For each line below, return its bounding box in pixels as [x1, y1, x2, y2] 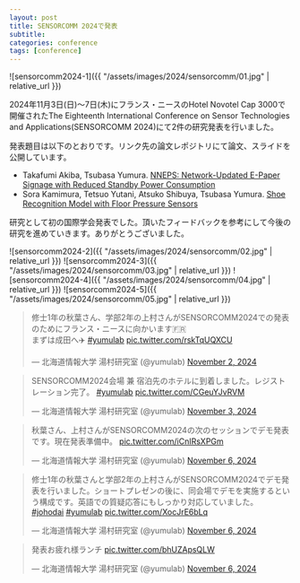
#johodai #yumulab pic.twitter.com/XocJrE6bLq [30, 507, 209, 518]
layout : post [9, 13, 58, 22]
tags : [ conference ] [9, 47, 82, 56]
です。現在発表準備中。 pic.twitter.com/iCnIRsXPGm [30, 436, 224, 447]
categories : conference [9, 38, 99, 48]
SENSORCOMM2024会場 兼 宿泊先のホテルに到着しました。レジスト [30, 376, 287, 387]
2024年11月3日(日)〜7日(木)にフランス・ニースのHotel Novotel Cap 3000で [9, 100, 287, 110]
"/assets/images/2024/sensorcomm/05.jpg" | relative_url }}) [9, 293, 231, 305]
